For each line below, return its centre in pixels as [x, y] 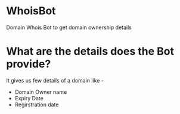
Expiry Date [29, 98]
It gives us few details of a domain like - [55, 80]
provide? [29, 64]
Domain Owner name [41, 92]
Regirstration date [37, 104]
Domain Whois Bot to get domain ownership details [69, 27]
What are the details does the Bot [90, 51]
